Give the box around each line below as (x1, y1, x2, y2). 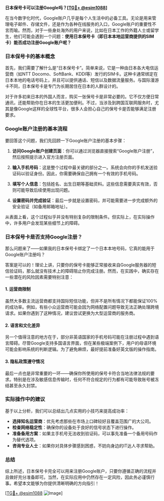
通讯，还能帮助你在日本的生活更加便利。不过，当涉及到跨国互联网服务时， (5, 100, 155, 106)
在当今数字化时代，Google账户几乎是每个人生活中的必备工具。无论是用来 (5, 15, 152, 21)
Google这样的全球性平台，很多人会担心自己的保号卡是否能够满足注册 (18, 106, 157, 112)
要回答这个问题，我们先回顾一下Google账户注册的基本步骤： (5, 137, 127, 143)
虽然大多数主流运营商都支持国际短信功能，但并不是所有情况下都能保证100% (5, 298, 158, 304)
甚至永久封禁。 (9, 382, 40, 388)
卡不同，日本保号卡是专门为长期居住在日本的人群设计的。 (5, 83, 121, 89)
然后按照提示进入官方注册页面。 (12, 154, 77, 160)
